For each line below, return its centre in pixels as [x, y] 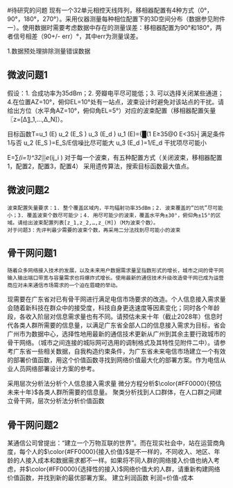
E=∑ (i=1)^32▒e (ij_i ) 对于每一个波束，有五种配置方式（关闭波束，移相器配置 [115, 157]
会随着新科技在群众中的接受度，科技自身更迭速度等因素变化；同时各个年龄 [113, 308]
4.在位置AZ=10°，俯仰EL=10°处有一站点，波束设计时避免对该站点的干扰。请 [115, 101]
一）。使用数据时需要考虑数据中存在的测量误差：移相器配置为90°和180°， [112, 27]
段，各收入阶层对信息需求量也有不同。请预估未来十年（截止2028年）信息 [112, 317]
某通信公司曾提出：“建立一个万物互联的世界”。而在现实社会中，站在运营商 [113, 443]
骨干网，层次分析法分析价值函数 [59, 401]
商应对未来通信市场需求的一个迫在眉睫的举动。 [64, 286]
